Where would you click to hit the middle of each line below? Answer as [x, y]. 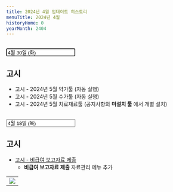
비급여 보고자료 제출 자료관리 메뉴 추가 [68, 167]
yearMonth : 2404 [26, 28]
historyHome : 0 [25, 23]
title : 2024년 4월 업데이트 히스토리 [47, 12]
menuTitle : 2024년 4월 [33, 17]
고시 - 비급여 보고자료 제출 [45, 160]
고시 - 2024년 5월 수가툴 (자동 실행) [57, 97]
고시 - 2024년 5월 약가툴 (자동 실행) [57, 89]
